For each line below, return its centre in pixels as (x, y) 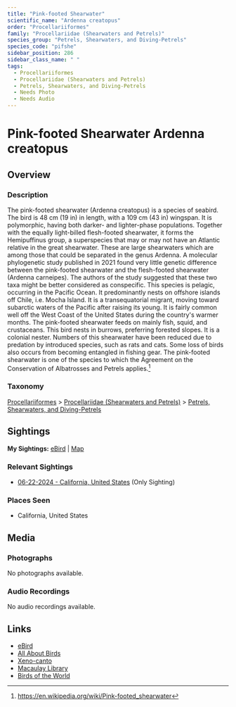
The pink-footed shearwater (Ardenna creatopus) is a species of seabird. (113, 210)
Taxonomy (26, 387)
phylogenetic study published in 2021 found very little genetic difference (112, 262)
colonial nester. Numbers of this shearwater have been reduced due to (110, 337)
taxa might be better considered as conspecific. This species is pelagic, (111, 284)
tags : (15, 66)
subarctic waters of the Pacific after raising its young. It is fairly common (112, 307)
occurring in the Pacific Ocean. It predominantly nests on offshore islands (114, 292)
